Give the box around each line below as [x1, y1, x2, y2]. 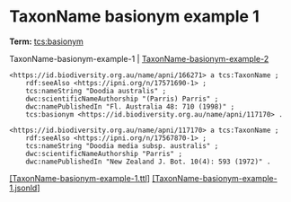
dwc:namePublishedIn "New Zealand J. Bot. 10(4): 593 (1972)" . [25, 157, 271, 166]
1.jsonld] [9, 182, 40, 193]
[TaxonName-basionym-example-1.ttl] [9, 172, 151, 183]
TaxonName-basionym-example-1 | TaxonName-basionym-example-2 [9, 53, 269, 64]
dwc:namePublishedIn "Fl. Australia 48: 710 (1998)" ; [25, 101, 235, 111]
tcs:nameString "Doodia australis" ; [25, 86, 167, 95]
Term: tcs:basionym [9, 36, 84, 47]
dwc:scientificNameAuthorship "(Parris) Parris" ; [25, 94, 219, 103]
